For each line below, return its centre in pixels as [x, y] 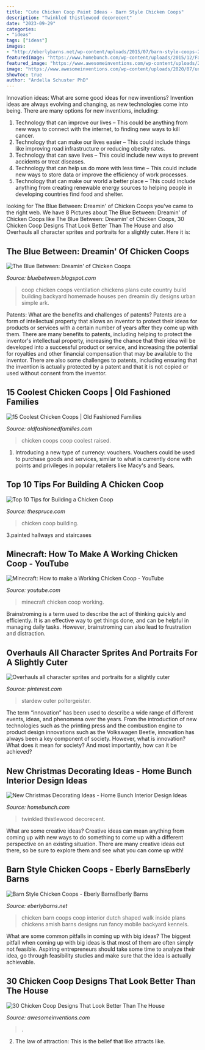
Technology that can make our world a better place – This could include [105, 181]
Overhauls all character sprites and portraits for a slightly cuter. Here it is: [99, 232]
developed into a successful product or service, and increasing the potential [102, 347]
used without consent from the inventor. [56, 373]
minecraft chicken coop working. [63, 602]
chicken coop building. [50, 523]
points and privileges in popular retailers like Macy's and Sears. [95, 465]
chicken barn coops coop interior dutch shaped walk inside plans [103, 917]
